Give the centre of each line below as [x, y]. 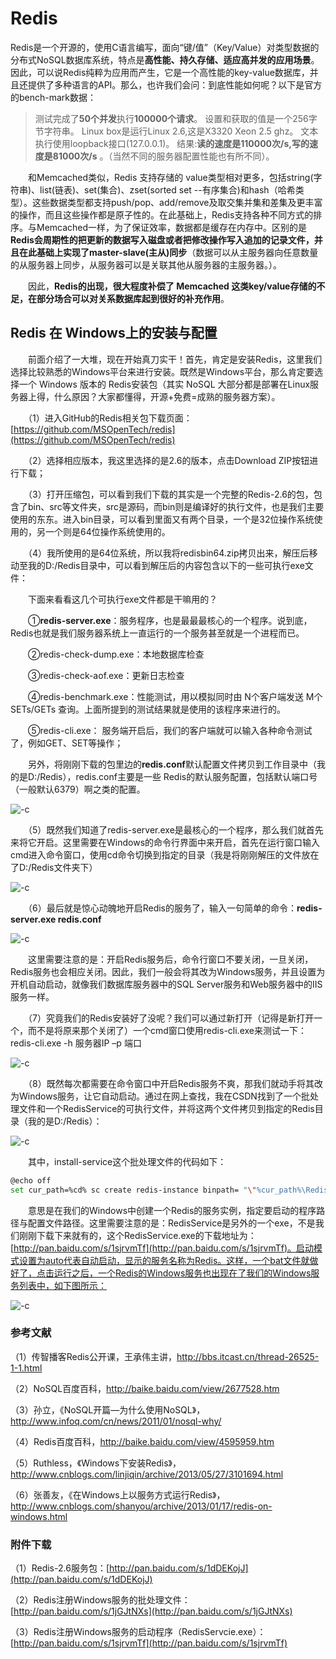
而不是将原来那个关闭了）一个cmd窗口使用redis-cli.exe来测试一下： [167, 1030]
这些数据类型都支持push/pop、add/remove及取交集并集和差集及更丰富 [177, 202]
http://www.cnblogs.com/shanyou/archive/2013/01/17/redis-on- [141, 1506]
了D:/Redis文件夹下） [54, 867]
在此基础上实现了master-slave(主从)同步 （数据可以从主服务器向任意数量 [168, 252]
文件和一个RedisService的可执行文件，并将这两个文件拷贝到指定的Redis [166, 1108]
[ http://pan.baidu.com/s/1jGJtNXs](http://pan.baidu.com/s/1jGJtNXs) [151, 1611]
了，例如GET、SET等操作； [67, 743]
